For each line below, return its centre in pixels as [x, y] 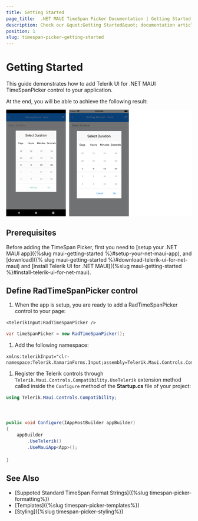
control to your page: [40, 311]
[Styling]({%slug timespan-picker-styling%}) [69, 512]
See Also [23, 478]
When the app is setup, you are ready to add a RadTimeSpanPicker [96, 305]
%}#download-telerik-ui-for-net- [148, 259]
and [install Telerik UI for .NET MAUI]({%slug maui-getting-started [101, 266]
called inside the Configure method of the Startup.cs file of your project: [103, 386]
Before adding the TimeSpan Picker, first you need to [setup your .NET [92, 247]
